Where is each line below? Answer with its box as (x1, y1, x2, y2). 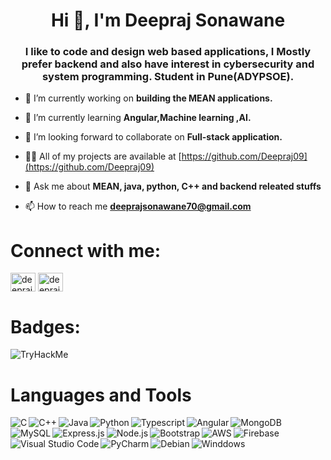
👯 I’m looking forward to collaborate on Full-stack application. (24, 131, 283, 143)
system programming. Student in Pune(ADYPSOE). (41, 70, 295, 84)
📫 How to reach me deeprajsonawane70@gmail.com (24, 200, 252, 213)
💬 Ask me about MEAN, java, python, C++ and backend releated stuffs (24, 180, 322, 193)
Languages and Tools (10, 384, 192, 406)
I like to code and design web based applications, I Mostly (24, 45, 312, 59)
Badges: (10, 315, 81, 338)
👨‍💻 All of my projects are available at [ (24, 150, 182, 163)
